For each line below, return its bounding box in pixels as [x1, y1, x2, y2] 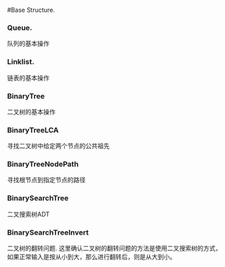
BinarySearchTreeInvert [7, 227, 89, 237]
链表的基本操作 [7, 74, 50, 82]
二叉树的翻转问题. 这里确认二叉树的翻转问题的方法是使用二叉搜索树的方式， [7, 244, 222, 253]
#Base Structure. [7, 6, 55, 14]
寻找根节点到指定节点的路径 [7, 175, 86, 184]
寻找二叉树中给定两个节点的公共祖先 [7, 142, 110, 150]
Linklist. [7, 57, 34, 67]
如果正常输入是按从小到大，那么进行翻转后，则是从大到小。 [7, 253, 176, 261]
